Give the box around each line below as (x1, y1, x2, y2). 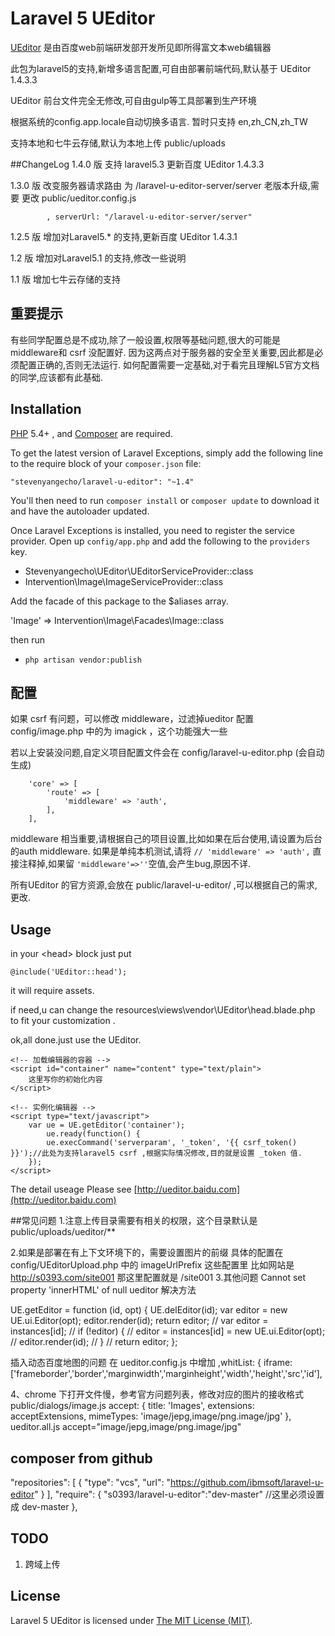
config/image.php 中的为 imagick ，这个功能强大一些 (10, 725, 228, 737)
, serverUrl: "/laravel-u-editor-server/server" (46, 212, 253, 222)
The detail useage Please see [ (10, 1183, 138, 1196)
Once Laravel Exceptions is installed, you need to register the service (10, 524, 295, 536)
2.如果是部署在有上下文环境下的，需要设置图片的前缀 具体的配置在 (10, 1247, 284, 1259)
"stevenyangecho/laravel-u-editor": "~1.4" (10, 477, 195, 487)
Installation (10, 401, 82, 418)
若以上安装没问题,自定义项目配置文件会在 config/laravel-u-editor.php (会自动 (10, 747, 325, 759)
